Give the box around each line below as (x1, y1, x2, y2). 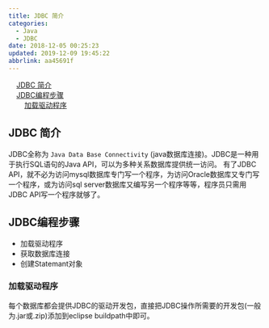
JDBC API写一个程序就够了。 (8, 189, 105, 199)
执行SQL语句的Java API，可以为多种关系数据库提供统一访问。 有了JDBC (15, 159, 257, 169)
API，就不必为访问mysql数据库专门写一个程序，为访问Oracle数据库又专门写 (8, 169, 260, 179)
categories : (8, 19, 48, 27)
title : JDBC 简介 (8, 11, 65, 20)
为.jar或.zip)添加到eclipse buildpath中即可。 (8, 310, 155, 320)
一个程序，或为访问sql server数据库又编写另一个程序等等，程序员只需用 (8, 179, 247, 189)
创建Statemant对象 (19, 259, 83, 268)
